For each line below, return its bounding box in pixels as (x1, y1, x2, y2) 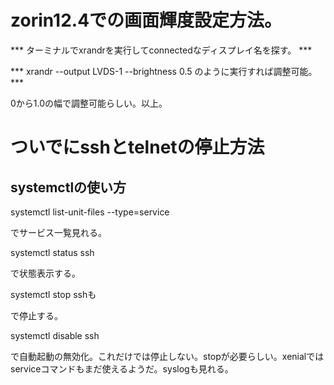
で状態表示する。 (10, 267, 81, 279)
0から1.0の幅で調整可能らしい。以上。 (10, 97, 168, 109)
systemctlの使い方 (10, 179, 127, 196)
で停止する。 (10, 309, 63, 321)
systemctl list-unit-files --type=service (10, 206, 170, 218)
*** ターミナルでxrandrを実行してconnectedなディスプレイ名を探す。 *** (10, 44, 313, 56)
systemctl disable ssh (10, 329, 100, 341)
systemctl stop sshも (10, 288, 97, 300)
